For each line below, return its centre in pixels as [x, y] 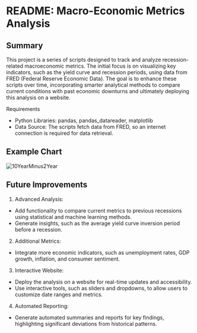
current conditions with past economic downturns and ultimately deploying [98, 91]
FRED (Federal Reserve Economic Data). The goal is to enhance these [91, 79]
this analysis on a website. [38, 97]
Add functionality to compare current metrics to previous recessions [98, 210]
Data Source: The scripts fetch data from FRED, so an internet [90, 127]
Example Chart [34, 152]
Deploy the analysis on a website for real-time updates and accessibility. [103, 282]
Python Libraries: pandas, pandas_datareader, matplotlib [84, 120]
